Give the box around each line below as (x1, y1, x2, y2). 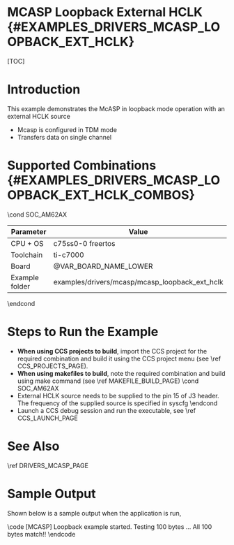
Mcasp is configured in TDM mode (17, 125, 117, 133)
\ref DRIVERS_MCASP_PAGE (7, 461, 89, 470)
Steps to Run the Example (7, 324, 159, 340)
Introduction (7, 82, 81, 98)
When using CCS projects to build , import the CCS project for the (17, 347, 208, 355)
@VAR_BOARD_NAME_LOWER (53, 261, 153, 271)
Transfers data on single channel (17, 133, 112, 141)
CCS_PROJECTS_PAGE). (17, 361, 88, 370)
